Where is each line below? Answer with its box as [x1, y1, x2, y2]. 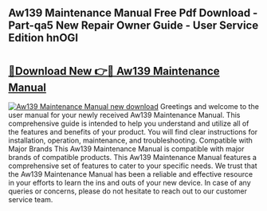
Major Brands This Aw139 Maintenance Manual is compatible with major [8, 144, 245, 154]
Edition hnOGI [8, 31, 78, 45]
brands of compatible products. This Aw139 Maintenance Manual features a [8, 153, 257, 162]
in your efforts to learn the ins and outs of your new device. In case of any [8, 178, 251, 187]
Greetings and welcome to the [159, 102, 259, 111]
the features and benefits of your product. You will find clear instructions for [8, 127, 258, 136]
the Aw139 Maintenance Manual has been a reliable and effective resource [8, 170, 253, 178]
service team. [8, 195, 53, 204]
